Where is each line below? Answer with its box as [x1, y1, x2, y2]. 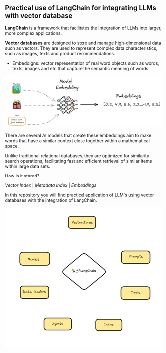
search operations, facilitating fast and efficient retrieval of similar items [5, 158, 152, 164]
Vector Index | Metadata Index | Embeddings [5, 182, 97, 188]
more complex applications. [5, 30, 62, 36]
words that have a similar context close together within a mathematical [5, 137, 150, 144]
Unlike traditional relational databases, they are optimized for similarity [5, 152, 150, 159]
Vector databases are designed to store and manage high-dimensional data [5, 40, 162, 46]
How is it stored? [5, 173, 40, 178]
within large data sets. [5, 163, 51, 169]
